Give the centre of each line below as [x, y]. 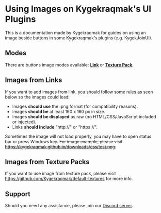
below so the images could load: [37, 97]
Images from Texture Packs [47, 162]
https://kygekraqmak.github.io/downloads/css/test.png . [61, 147]
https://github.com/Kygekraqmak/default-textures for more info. [69, 179]
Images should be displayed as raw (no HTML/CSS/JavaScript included [84, 116]
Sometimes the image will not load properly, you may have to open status [78, 136]
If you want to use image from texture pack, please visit [61, 174]
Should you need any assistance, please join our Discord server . [69, 206]
